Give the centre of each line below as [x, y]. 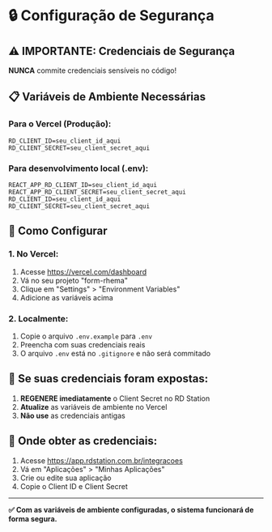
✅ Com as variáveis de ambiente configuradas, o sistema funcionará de [131, 509]
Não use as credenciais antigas [72, 415]
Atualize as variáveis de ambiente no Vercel [93, 406]
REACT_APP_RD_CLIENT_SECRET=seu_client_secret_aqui [97, 192]
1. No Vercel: [34, 254]
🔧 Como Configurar [58, 231]
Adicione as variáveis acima [66, 297]
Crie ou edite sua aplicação [66, 478]
